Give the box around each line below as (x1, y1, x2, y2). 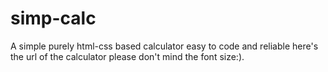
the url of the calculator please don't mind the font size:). (10, 50, 245, 62)
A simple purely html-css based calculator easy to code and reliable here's (10, 40, 319, 52)
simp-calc (10, 7, 97, 30)
